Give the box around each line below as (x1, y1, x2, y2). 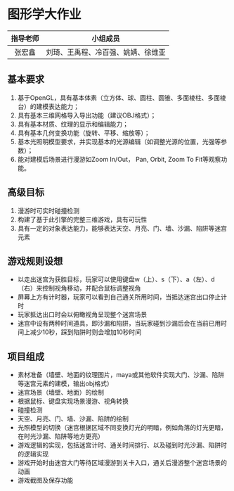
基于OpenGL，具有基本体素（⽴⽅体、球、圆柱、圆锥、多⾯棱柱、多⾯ (17, 93, 220, 102)
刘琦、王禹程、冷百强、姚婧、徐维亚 (46, 47, 167, 57)
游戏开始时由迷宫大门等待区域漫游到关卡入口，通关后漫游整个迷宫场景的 (17, 459, 227, 467)
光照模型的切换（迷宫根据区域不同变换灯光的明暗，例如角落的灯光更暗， (17, 423, 227, 432)
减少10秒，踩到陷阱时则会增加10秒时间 (30, 328, 142, 336)
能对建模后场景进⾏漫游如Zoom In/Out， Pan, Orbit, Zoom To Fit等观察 (17, 155, 221, 163)
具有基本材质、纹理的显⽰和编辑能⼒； (17, 120, 129, 128)
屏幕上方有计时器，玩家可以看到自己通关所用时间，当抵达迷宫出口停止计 (17, 293, 227, 301)
